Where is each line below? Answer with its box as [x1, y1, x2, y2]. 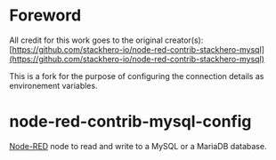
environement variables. [9, 80, 98, 91]
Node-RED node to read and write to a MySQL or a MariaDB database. [9, 140, 267, 151]
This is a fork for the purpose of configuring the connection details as [9, 70, 264, 81]
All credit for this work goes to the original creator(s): [9, 35, 204, 45]
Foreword [9, 5, 82, 26]
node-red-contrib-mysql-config [9, 112, 252, 132]
